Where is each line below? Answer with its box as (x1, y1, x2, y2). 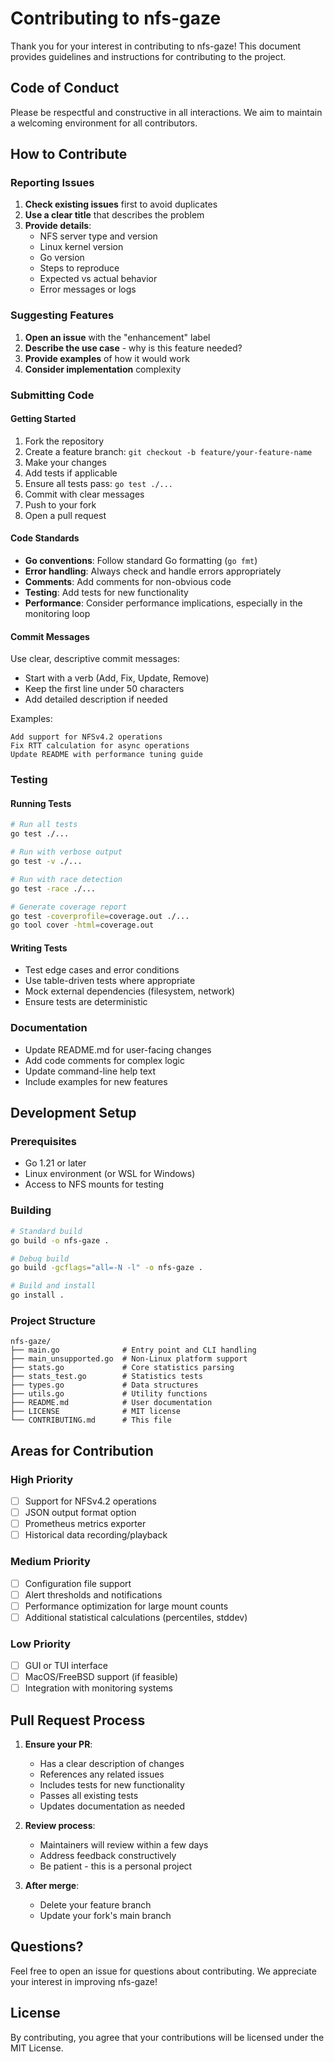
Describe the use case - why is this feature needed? (24, 342, 243, 354)
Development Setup (10, 1105, 137, 1122)
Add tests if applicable (24, 467, 118, 479)
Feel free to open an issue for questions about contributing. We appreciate (10, 1965, 317, 1977)
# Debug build (10, 1253, 70, 1264)
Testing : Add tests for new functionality (24, 587, 189, 599)
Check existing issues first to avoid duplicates (24, 198, 218, 211)
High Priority (10, 1472, 74, 1486)
